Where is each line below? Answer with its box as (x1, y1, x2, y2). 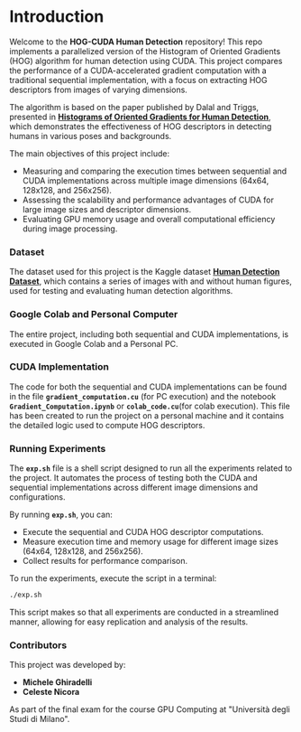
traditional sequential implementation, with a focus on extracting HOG (9, 74, 268, 85)
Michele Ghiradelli (22, 677, 93, 688)
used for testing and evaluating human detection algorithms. (9, 286, 233, 296)
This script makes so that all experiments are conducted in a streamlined (9, 607, 279, 617)
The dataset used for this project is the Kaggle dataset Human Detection (9, 267, 280, 277)
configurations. (9, 492, 66, 502)
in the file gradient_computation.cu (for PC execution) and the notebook (9, 390, 277, 401)
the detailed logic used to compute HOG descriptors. (9, 419, 205, 430)
